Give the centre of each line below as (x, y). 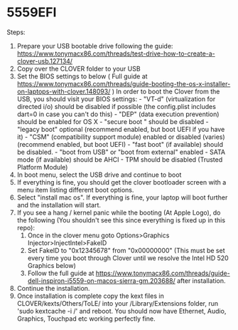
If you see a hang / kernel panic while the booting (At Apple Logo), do (119, 212)
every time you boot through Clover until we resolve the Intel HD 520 (128, 258)
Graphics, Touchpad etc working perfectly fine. (86, 319)
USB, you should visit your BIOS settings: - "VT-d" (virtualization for (116, 99)
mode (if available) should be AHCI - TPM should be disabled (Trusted (120, 159)
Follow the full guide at (61, 273)
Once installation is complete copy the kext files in (90, 296)
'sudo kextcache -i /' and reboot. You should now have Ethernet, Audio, (121, 311)
